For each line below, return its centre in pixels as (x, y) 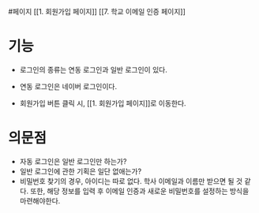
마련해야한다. (40, 200)
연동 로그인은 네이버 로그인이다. (68, 86)
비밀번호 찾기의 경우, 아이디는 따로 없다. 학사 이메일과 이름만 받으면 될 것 (131, 181)
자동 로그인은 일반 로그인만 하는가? (73, 161)
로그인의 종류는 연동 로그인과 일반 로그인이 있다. (93, 69)
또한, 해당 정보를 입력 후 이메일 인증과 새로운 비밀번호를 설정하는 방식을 (140, 191)
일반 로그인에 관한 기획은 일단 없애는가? (81, 171)
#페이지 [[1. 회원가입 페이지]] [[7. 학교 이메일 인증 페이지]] (97, 11)
